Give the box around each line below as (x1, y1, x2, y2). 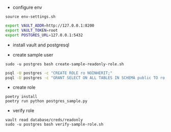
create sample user (12, 51, 53, 58)
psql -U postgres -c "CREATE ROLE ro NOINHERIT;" (5, 70, 113, 75)
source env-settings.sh (5, 14, 56, 19)
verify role (12, 108, 35, 114)
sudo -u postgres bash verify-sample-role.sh (5, 122, 103, 127)
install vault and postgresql (12, 42, 70, 48)
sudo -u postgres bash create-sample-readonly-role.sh (5, 61, 124, 67)
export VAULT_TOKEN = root (5, 28, 58, 33)
